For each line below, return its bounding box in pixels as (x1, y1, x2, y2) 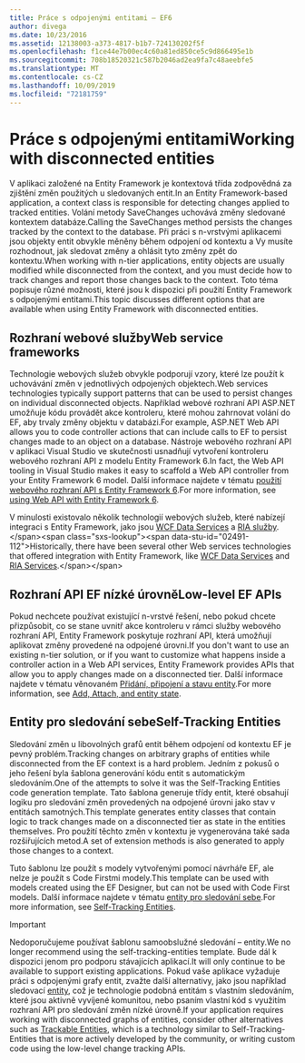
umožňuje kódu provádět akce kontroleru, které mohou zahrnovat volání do (9, 407, 290, 419)
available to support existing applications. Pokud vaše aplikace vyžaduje (9, 966, 280, 977)
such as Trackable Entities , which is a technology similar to (9, 1023, 230, 1034)
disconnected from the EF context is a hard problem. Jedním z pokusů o (9, 757, 280, 769)
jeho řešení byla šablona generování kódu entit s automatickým (9, 767, 245, 778)
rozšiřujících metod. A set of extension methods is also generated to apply (9, 835, 285, 846)
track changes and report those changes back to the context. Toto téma (9, 275, 279, 286)
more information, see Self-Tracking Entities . (9, 901, 176, 912)
